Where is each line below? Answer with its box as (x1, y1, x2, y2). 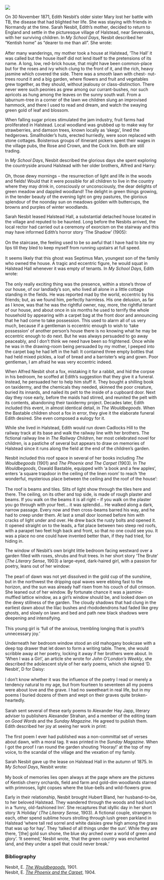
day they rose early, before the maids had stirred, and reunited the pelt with (5, 395, 157, 400)
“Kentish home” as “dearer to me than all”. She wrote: (5, 40, 112, 45)
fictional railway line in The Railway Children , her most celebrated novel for (5, 435, 156, 441)
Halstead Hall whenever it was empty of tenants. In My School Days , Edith (5, 265, 154, 271)
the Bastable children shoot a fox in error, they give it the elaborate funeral (5, 410, 155, 416)
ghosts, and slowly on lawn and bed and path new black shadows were (5, 610, 148, 616)
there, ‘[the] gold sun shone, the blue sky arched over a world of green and (5, 831, 156, 836)
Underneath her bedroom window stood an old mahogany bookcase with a (5, 640, 156, 646)
